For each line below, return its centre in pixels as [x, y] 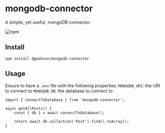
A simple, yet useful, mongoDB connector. [48, 22]
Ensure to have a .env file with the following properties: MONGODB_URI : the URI [83, 85]
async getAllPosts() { [28, 108]
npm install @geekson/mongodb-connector [47, 59]
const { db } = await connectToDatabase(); [60, 113]
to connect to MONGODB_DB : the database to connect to [59, 91]
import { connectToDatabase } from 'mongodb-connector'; [65, 100]
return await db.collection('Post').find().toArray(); [72, 121]
